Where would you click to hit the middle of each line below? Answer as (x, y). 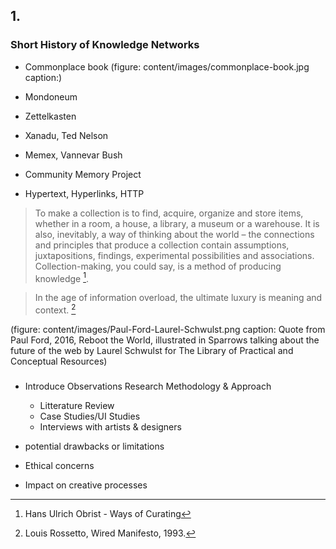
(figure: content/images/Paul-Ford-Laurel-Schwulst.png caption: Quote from (168, 329)
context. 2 (55, 309)
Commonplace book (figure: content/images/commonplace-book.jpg (167, 66)
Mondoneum (51, 96)
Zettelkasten (50, 116)
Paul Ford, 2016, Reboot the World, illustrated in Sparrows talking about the (165, 340)
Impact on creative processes (86, 485)
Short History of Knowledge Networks (105, 45)
